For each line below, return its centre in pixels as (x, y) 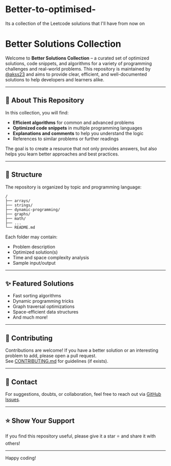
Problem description (34, 246)
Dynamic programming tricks (43, 301)
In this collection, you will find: (37, 112)
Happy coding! (21, 458)
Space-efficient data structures (46, 312)
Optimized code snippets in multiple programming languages (77, 128)
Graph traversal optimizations (44, 306)
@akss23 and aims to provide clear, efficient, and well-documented (76, 74)
